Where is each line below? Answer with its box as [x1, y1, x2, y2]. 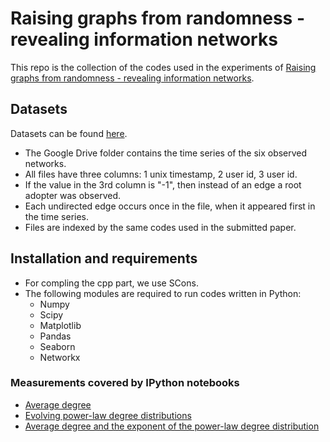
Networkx [39, 351, 81, 363]
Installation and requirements [10, 250, 198, 267]
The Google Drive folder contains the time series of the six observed [24, 147, 308, 159]
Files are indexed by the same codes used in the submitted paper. [24, 221, 297, 233]
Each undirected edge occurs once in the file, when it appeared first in [24, 200, 316, 212]
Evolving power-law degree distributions [24, 409, 192, 421]
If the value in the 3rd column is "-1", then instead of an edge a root [24, 178, 302, 191]
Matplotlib [39, 319, 82, 331]
